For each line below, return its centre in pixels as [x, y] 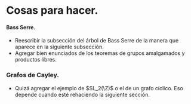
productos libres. [36, 60]
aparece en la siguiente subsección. [59, 47]
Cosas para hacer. [52, 10]
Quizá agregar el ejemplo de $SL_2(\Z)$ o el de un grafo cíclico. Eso [99, 88]
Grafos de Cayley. [33, 75]
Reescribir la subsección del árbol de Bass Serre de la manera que [97, 41]
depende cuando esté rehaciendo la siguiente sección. [82, 94]
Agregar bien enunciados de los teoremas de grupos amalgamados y [100, 53]
